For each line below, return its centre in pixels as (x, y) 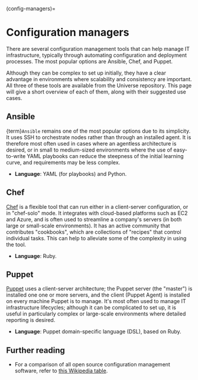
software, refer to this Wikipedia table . (61, 371)
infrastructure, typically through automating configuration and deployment (97, 55)
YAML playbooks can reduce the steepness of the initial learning (106, 156)
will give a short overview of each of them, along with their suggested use (96, 92)
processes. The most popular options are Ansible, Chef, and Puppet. (90, 61)
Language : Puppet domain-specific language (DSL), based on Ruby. (98, 331)
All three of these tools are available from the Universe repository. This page (99, 85)
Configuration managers (68, 33)
